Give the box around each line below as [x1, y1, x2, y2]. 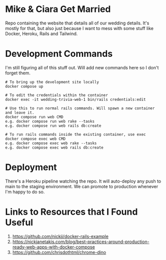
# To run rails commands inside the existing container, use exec [5, 132, 146, 137]
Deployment [5, 162, 57, 173]
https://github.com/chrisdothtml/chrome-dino [12, 249, 106, 255]
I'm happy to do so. [5, 189, 45, 195]
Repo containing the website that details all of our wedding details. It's [5, 20, 150, 26]
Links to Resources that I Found [5, 206, 138, 218]
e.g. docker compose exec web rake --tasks [5, 141, 97, 146]
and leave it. [5, 110, 35, 115]
